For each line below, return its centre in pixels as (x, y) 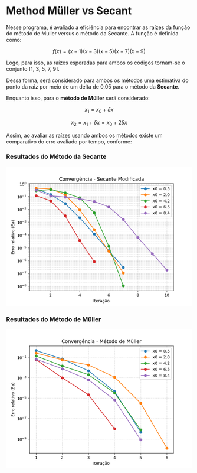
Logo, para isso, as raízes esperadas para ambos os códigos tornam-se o (96, 63)
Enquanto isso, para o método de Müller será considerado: (78, 98)
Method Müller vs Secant (69, 11)
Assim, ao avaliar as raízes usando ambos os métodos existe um (84, 135)
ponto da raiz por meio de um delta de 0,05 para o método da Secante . (93, 86)
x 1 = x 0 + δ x (99, 110)
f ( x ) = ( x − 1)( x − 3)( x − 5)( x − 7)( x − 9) (99, 51)
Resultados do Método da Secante (56, 156)
